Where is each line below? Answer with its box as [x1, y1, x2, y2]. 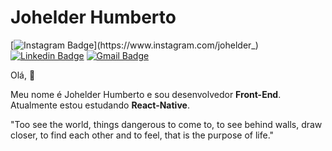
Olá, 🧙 [10, 69, 36, 81]
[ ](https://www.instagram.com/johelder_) [10, 39, 259, 51]
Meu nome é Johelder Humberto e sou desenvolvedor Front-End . [10, 88, 282, 100]
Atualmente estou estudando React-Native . [10, 99, 190, 111]
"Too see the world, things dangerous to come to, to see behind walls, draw [10, 118, 323, 130]
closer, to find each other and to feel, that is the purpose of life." [10, 129, 275, 141]
